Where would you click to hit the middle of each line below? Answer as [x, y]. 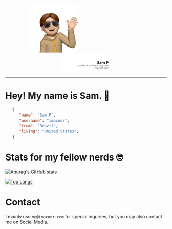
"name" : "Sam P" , [37, 115]
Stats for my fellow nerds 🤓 [64, 157]
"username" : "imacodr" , [44, 121]
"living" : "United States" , [49, 131]
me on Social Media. [27, 222]
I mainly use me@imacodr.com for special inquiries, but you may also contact [84, 216]
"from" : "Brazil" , [38, 126]
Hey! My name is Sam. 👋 [58, 95]
